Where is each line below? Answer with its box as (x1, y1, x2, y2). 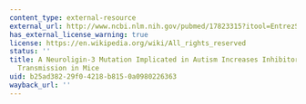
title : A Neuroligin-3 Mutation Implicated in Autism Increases (9, 55, 259, 64)
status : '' (9, 47, 51, 56)
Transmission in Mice (17, 64, 100, 73)
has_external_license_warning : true (9, 30, 148, 39)
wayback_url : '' (9, 80, 71, 90)
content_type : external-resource (9, 13, 137, 23)
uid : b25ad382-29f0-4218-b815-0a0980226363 (9, 72, 178, 81)
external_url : (9, 22, 64, 31)
